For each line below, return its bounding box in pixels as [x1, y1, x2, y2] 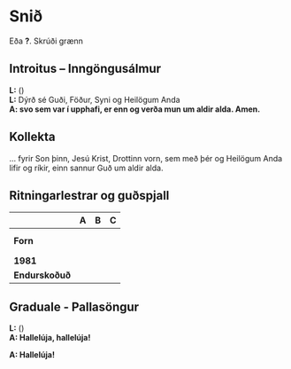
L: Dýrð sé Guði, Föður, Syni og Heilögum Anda [9, 94, 180, 105]
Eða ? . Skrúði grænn [9, 35, 84, 46]
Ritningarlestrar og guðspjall [9, 188, 170, 203]
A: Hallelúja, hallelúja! [9, 333, 91, 343]
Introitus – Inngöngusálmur [9, 61, 162, 76]
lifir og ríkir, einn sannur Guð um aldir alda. [9, 162, 164, 173]
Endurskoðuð [13, 269, 72, 281]
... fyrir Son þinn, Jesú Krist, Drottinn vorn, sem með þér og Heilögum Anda [9, 153, 283, 163]
